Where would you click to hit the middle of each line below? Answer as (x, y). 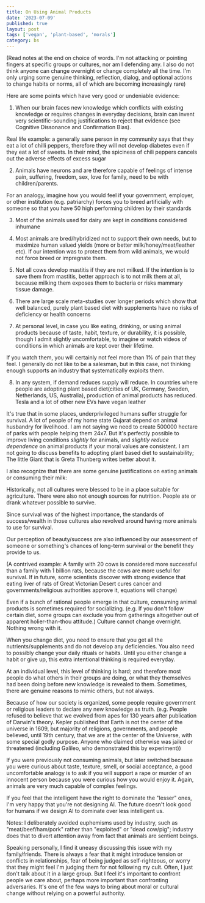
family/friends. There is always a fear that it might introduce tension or (95, 854)
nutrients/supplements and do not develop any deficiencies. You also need (100, 646)
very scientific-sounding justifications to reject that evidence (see (98, 121)
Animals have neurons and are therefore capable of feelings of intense (104, 170)
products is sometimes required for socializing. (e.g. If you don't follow (95, 609)
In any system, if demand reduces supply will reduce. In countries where (106, 382)
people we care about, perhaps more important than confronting (88, 880)
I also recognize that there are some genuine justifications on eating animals (102, 471)
